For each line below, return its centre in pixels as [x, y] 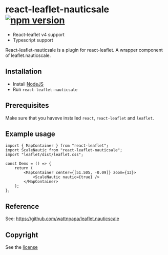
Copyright [22, 235]
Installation [24, 72]
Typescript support [33, 40]
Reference [22, 206]
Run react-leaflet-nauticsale [45, 89]
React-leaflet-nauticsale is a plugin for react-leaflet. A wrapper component [84, 50]
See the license [22, 247]
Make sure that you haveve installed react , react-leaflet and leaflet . [80, 118]
